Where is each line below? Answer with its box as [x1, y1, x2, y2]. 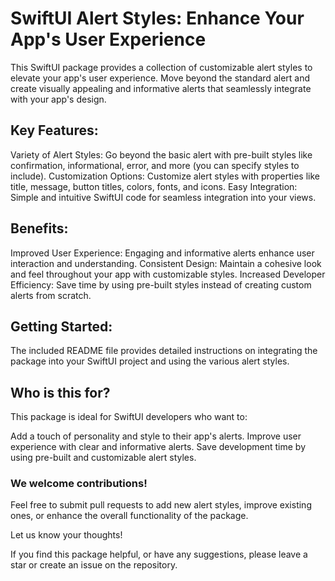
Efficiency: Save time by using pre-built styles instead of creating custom [10, 278, 312, 291]
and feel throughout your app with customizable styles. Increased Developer [10, 268, 326, 280]
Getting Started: [10, 318, 113, 335]
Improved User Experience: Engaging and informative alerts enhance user [10, 247, 315, 259]
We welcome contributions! [10, 477, 148, 491]
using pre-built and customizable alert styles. [10, 452, 197, 464]
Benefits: [10, 220, 69, 237]
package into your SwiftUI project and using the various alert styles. [10, 355, 290, 367]
